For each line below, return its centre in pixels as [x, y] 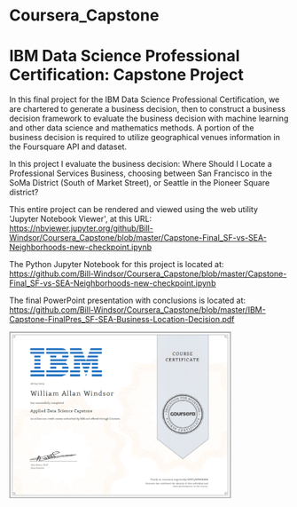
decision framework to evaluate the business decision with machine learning [149, 119]
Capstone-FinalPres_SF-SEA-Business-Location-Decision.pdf [122, 320]
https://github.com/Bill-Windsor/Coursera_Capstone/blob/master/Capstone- [148, 274]
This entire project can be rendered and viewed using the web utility [134, 210]
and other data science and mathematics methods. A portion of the [132, 128]
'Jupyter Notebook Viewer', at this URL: [81, 219]
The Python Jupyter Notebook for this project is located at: [117, 265]
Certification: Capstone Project [126, 75]
